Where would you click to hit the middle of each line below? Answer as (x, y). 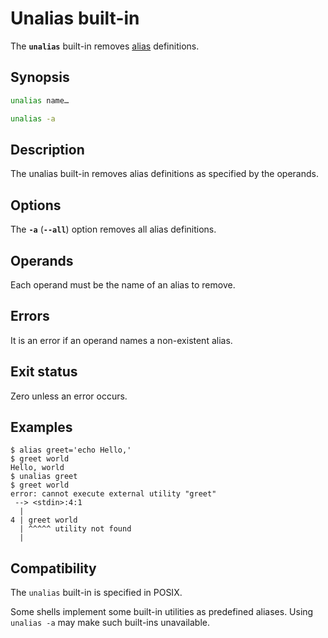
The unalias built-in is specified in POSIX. (96, 593)
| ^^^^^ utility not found (75, 529)
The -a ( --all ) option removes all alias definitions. (113, 229)
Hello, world (37, 468)
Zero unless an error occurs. (69, 396)
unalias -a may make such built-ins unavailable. (110, 623)
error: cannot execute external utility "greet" (113, 494)
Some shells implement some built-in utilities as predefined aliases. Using (162, 612)
